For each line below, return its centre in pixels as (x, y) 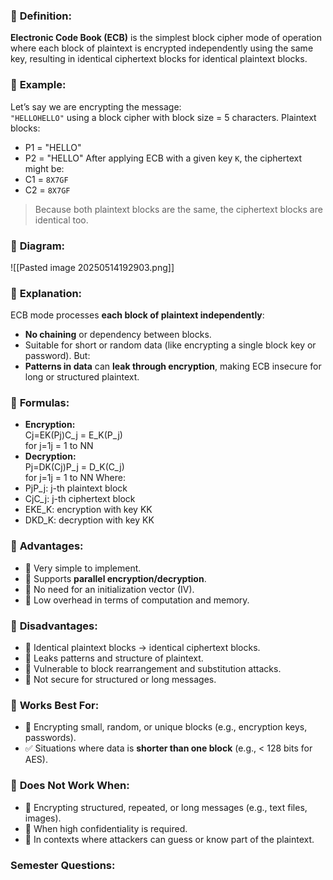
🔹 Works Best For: (55, 705)
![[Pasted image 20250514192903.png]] (92, 267)
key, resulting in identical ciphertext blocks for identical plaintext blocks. (159, 59)
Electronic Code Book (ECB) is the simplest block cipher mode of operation (166, 38)
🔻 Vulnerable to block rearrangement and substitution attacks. (153, 669)
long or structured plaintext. (82, 377)
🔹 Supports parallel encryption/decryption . (115, 578)
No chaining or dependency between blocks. (118, 335)
